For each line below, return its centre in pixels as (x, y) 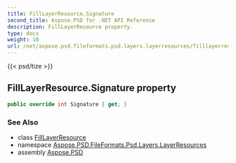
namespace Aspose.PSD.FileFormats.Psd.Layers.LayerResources (112, 145)
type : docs (23, 33)
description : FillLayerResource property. (70, 27)
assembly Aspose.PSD (50, 152)
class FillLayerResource (52, 137)
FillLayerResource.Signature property (92, 88)
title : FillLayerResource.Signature (61, 14)
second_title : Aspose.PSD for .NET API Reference (81, 20)
